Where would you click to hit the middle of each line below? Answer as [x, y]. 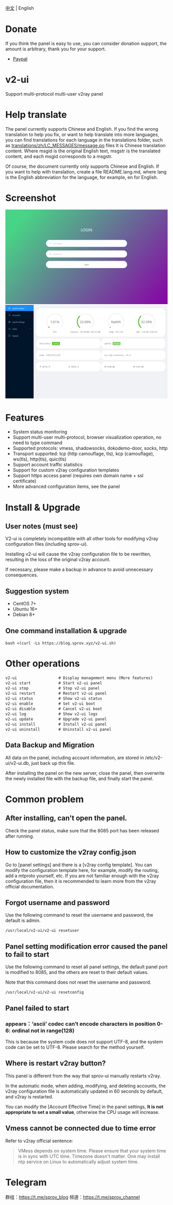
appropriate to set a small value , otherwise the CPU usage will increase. [82, 1112]
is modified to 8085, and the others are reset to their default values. [77, 972]
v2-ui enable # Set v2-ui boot [50, 704]
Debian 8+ [24, 615]
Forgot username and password [57, 903]
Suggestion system [37, 591]
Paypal [20, 59]
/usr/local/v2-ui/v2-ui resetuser [42, 931]
